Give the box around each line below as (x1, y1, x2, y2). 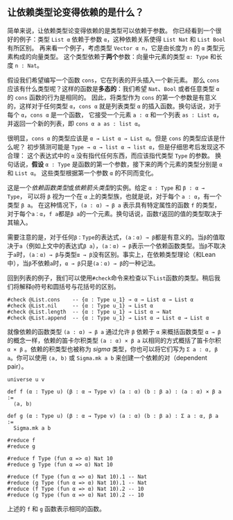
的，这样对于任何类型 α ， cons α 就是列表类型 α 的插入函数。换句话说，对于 (7, 101, 222, 110)
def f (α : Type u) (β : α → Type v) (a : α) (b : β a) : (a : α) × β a (7, 388, 222, 395)
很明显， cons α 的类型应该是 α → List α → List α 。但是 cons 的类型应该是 (7, 134, 220, 142)
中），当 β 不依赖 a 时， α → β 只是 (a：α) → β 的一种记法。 (7, 259, 159, 267)
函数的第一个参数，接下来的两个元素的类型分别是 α (78, 160, 223, 168)
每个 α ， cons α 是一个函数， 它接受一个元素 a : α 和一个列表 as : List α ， (7, 110, 223, 119)
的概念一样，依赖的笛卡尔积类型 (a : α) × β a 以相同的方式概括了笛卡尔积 (7, 336, 221, 344)
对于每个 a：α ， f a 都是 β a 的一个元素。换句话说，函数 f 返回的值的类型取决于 (7, 209, 223, 217)
